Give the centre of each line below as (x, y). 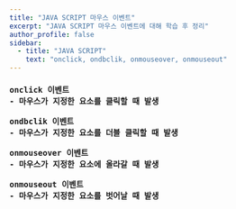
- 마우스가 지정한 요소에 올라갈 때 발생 (84, 164)
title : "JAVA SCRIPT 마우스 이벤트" (73, 18)
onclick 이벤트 (40, 90)
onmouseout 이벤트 (46, 184)
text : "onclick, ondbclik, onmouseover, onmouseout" (127, 59)
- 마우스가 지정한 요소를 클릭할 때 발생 (84, 101)
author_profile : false (52, 34)
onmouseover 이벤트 (49, 153)
